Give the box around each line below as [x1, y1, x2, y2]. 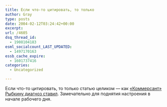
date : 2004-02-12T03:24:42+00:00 [5, 21, 75, 26]
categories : [5, 63, 30, 68]
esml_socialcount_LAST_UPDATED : [5, 44, 72, 49]
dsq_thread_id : [5, 35, 37, 40]
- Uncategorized [9, 68, 43, 73]
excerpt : [5, 26, 23, 31]
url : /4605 [5, 30, 28, 35]
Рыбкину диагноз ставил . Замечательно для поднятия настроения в [5, 91, 151, 97]
